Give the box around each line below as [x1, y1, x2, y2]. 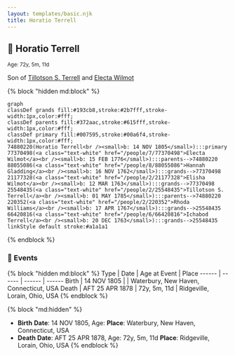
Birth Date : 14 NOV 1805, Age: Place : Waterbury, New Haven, [17, 318, 196, 327]
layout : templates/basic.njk [7, 10, 93, 18]
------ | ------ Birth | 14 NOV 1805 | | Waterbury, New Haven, [24, 276, 200, 285]
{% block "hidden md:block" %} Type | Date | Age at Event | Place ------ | [7, 269, 221, 278]
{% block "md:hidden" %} [7, 305, 83, 313]
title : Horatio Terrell [7, 17, 77, 24]
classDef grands [7, 107, 55, 114]
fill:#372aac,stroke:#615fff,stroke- [60, 119, 171, 126]
